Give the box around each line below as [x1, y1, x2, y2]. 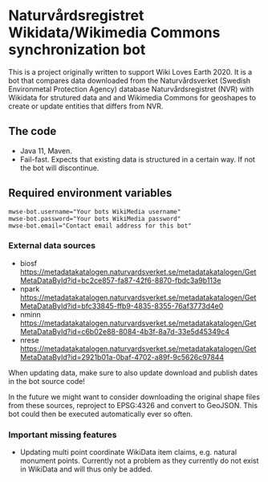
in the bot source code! [8, 376, 86, 386]
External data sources [8, 240, 96, 251]
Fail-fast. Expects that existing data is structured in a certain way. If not [19, 154, 255, 164]
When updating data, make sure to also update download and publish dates [8, 368, 258, 378]
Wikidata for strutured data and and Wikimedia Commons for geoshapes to [8, 92, 257, 102]
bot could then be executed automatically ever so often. [8, 409, 193, 419]
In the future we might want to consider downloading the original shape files [8, 392, 261, 402]
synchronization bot [8, 41, 146, 59]
